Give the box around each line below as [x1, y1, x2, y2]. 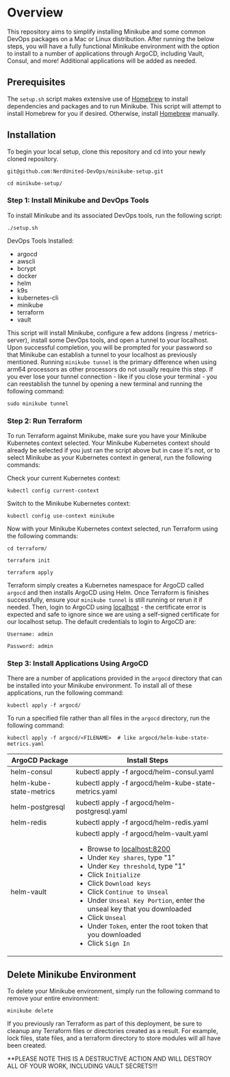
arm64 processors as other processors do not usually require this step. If [7, 365, 214, 373]
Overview [7, 5, 64, 21]
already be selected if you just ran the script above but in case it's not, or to [7, 446, 220, 455]
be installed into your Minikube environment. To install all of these [7, 681, 192, 690]
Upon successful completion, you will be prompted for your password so [7, 343, 212, 351]
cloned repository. [7, 154, 59, 162]
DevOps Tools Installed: [7, 237, 74, 245]
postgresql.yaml [75, 807, 128, 816]
